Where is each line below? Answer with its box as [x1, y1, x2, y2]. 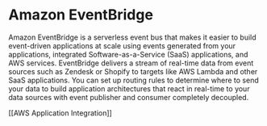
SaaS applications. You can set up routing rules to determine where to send [8, 75, 260, 85]
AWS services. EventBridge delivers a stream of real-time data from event [8, 58, 254, 68]
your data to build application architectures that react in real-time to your [8, 83, 250, 94]
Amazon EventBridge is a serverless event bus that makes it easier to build [8, 32, 257, 42]
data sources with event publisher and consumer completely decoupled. [8, 92, 249, 102]
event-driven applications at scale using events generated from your [8, 40, 236, 50]
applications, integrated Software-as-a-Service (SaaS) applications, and [8, 49, 248, 59]
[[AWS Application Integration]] [8, 107, 113, 118]
